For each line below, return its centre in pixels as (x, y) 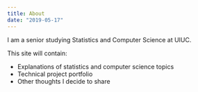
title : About (26, 13)
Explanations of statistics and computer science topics (96, 66)
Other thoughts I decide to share (64, 81)
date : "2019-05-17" (35, 20)
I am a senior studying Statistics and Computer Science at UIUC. (99, 39)
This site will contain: (37, 53)
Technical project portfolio (55, 74)
